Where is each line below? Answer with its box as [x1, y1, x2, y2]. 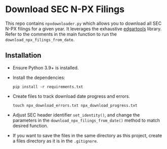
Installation [5, 51, 41, 60]
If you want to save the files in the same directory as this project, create [12, 132, 162, 138]
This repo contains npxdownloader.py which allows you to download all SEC [5, 20, 162, 26]
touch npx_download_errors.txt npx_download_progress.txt [12, 103, 138, 108]
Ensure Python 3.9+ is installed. [12, 64, 79, 70]
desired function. [12, 123, 49, 129]
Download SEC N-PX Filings [5, 4, 125, 15]
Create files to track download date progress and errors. [12, 93, 130, 99]
